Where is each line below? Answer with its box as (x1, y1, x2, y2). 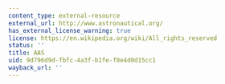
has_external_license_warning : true (8, 26, 131, 34)
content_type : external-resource (8, 11, 121, 20)
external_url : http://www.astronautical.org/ (8, 19, 163, 27)
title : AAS (8, 49, 45, 57)
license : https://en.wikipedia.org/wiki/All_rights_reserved (8, 34, 218, 42)
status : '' (8, 42, 45, 50)
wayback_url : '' (8, 64, 63, 72)
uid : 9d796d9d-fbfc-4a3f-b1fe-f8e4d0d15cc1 (8, 57, 157, 65)
